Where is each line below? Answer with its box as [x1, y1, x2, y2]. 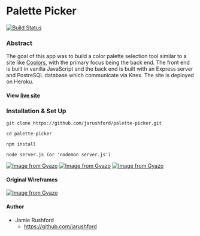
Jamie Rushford [14, 216, 54, 223]
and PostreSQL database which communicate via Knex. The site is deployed [6, 72, 195, 79]
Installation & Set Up [6, 107, 66, 115]
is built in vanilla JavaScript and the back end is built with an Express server [6, 65, 193, 72]
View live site [6, 92, 40, 99]
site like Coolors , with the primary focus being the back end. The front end [6, 59, 190, 66]
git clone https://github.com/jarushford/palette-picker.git [6, 120, 162, 126]
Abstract [6, 39, 33, 47]
